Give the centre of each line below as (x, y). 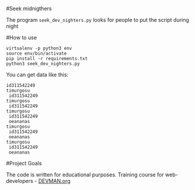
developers (20, 181)
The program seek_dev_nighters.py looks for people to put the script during (98, 20)
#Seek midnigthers (29, 9)
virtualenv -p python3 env (39, 48)
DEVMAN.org (54, 181)
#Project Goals (24, 163)
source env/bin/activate (36, 54)
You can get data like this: (37, 75)
